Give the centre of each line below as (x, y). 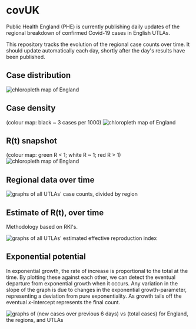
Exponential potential (46, 257)
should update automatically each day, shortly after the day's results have (96, 50)
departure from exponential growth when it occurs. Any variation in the (92, 283)
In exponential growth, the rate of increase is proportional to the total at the (97, 271)
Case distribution (39, 75)
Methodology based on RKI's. (42, 227)
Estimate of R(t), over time (55, 213)
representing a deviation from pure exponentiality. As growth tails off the (94, 296)
